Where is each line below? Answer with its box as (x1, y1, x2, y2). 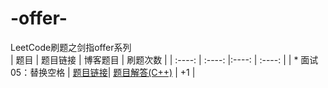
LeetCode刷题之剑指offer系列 (10, 41, 132, 53)
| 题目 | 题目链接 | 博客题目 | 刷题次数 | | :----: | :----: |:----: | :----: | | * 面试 (10, 53, 319, 66)
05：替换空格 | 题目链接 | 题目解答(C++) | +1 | (10, 66, 196, 78)
